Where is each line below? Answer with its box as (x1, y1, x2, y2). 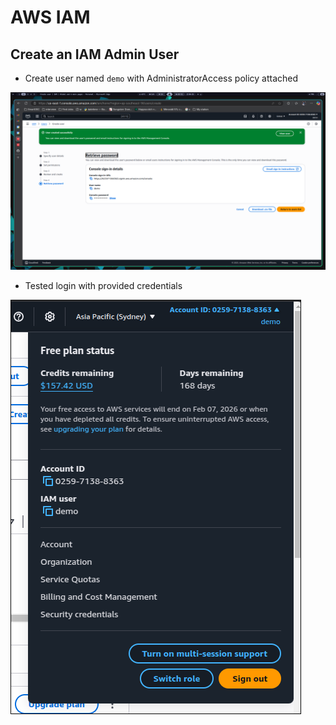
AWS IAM (10, 6, 91, 29)
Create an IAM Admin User (10, 46, 180, 63)
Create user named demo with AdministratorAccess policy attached (24, 72, 299, 84)
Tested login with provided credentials (24, 279, 183, 291)
